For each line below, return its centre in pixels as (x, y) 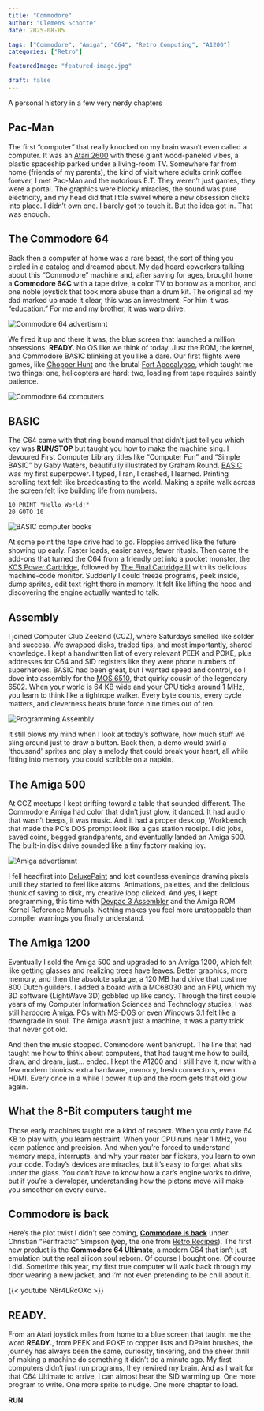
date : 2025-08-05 (37, 30)
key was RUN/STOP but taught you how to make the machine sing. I (119, 448)
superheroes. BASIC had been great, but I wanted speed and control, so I (127, 670)
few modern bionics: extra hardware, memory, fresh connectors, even (122, 1069)
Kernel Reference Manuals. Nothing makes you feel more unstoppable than (130, 910)
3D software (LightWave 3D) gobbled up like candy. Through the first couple (132, 995)
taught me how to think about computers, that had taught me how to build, (129, 1053)
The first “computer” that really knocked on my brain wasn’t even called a (127, 146)
